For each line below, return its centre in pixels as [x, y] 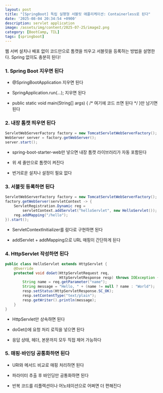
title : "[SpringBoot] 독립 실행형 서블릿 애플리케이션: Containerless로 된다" [78, 14]
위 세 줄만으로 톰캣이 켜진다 [38, 163]
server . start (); [21, 142]
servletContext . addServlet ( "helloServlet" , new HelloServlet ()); [90, 211]
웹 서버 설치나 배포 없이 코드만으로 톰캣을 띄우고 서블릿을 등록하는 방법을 [73, 51]
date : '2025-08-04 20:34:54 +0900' [41, 18]
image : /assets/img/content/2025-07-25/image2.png [57, 28]
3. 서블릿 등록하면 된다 [30, 187]
